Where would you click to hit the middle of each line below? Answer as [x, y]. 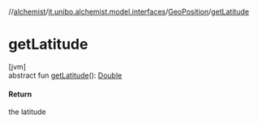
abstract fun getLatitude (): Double [65, 75]
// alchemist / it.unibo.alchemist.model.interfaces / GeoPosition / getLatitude [129, 12]
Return [20, 94]
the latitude [27, 112]
